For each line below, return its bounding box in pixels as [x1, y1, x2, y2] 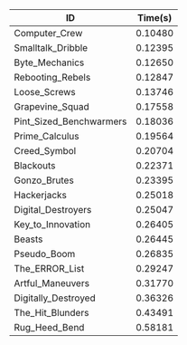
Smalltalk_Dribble [14, 42, 89, 53]
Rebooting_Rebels [14, 72, 91, 83]
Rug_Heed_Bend [14, 321, 85, 333]
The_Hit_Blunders [14, 307, 89, 319]
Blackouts [14, 159, 56, 171]
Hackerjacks [14, 189, 68, 201]
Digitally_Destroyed [14, 292, 97, 304]
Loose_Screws [14, 86, 77, 98]
